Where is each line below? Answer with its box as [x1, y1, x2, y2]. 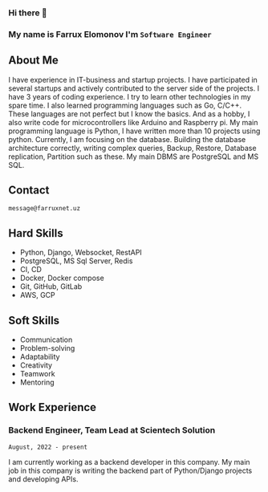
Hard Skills [8, 226, 63, 240]
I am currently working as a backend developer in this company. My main [8, 457, 250, 466]
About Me [8, 54, 59, 67]
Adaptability [19, 352, 60, 362]
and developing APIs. [8, 474, 79, 484]
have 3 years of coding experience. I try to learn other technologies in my [8, 91, 251, 101]
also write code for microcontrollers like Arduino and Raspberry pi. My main [8, 117, 258, 127]
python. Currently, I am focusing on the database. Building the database [8, 134, 246, 144]
